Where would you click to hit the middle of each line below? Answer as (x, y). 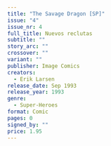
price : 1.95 (25, 131)
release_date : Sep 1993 (42, 86)
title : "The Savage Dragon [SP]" (56, 14)
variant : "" (25, 60)
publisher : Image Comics (44, 66)
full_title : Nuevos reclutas (50, 33)
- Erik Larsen (34, 79)
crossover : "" (28, 53)
